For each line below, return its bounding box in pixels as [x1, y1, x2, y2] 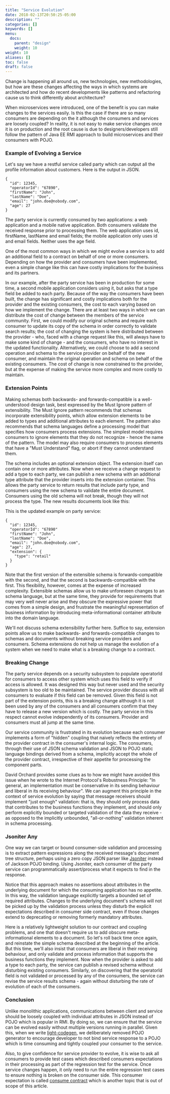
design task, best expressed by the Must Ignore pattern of [30, 401, 152, 408]
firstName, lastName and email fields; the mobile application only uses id [5, 233, 157, 239]
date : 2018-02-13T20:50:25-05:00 [5, 12, 76, 17]
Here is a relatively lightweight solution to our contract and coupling [5, 924, 147, 930]
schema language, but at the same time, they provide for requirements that [5, 593, 162, 599]
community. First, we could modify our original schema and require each [5, 318, 157, 324]
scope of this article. [5, 1083, 48, 1089]
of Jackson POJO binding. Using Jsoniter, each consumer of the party [5, 861, 152, 867]
